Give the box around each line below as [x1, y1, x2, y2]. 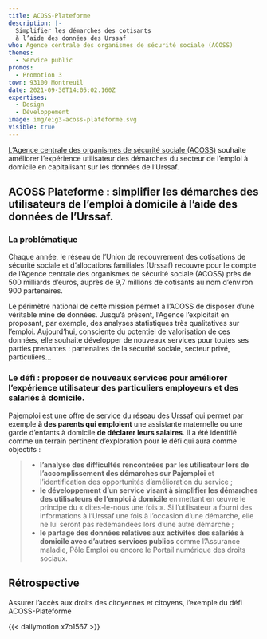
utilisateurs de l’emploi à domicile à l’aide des [8, 197, 238, 212]
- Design [15, 101, 45, 109]
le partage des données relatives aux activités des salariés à [39, 528, 245, 538]
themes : [8, 49, 34, 57]
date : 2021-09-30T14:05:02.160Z [8, 85, 116, 94]
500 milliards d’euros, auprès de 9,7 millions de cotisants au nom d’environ [8, 277, 253, 288]
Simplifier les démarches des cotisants [15, 26, 151, 34]
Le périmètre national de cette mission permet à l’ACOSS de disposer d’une [8, 301, 255, 312]
